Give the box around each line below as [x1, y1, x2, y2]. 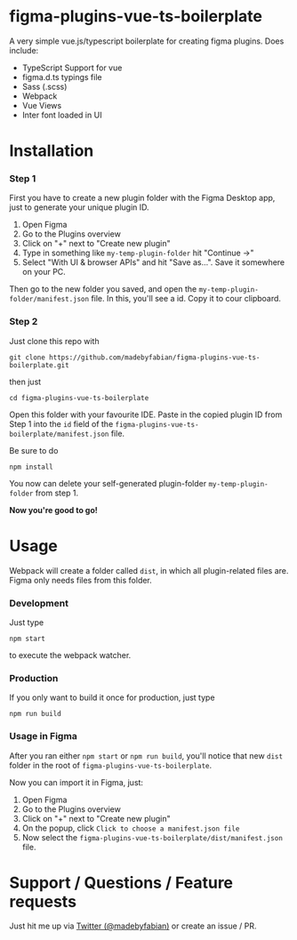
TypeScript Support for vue [21, 62, 123, 73]
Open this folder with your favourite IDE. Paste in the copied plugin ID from [9, 409, 283, 420]
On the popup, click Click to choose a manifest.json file [21, 823, 240, 833]
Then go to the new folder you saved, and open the [9, 284, 197, 294]
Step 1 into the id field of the [9, 418, 114, 429]
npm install [9, 462, 53, 471]
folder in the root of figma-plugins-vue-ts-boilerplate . [9, 759, 213, 770]
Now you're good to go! [9, 504, 98, 515]
